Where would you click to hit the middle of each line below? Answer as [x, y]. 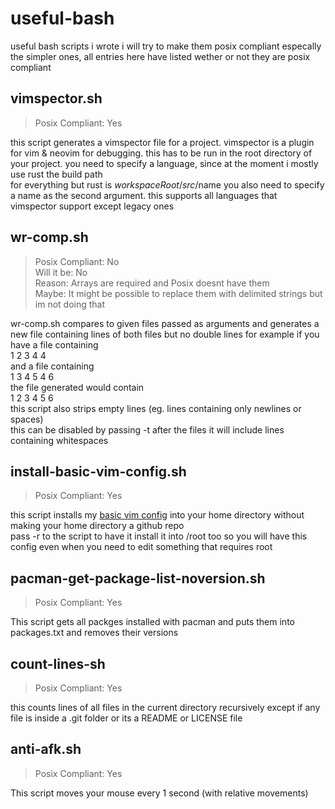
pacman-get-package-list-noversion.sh [138, 578]
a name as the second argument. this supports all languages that [144, 195]
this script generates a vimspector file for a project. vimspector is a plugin [162, 142]
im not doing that [70, 304]
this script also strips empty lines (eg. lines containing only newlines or [156, 408]
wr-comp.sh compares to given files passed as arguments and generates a [165, 323]
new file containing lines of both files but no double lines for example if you [165, 334]
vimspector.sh [56, 98]
